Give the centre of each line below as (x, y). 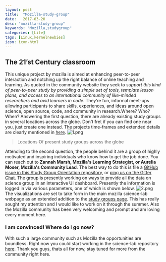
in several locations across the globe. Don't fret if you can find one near (79, 122)
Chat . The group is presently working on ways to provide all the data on (78, 178)
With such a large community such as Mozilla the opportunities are (73, 238)
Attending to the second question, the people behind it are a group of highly (83, 151)
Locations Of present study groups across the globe (70, 141)
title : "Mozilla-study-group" (37, 14)
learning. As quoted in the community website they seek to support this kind (83, 84)
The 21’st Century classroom (50, 62)
